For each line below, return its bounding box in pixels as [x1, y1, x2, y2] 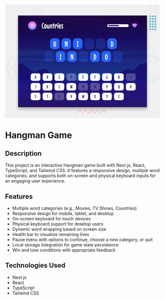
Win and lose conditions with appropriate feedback [12, 247, 116, 253]
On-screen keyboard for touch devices [12, 215, 91, 221]
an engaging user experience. [5, 178, 66, 184]
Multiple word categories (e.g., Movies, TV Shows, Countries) [12, 205, 137, 211]
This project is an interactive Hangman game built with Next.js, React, [5, 162, 146, 168]
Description [5, 149, 42, 157]
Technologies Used [5, 261, 65, 270]
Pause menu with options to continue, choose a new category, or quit [12, 237, 153, 242]
